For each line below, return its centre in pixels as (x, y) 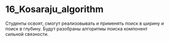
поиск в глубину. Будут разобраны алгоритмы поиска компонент (77, 28)
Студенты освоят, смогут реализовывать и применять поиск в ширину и (85, 23)
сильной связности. (27, 34)
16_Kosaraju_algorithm (54, 9)
